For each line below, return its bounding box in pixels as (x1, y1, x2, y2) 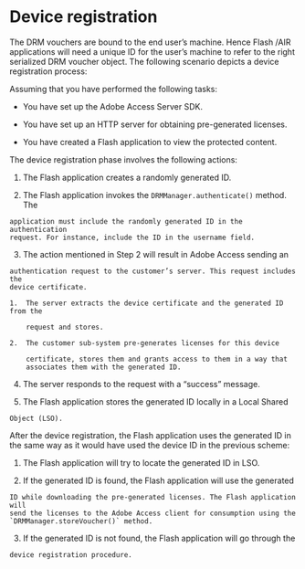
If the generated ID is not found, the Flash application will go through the (22, 532, 296, 543)
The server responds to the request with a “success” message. (22, 378, 260, 389)
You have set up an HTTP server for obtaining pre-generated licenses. (22, 119, 288, 130)
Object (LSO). (9, 414, 64, 423)
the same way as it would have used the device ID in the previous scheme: (9, 439, 290, 450)
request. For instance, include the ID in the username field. (9, 233, 256, 242)
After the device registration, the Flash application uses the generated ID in (9, 429, 292, 440)
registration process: (9, 66, 88, 77)
